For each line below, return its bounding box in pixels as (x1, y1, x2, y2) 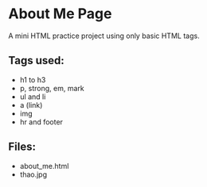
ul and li (19, 92, 46, 101)
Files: (8, 140, 36, 154)
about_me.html (19, 161, 69, 170)
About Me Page (8, 5, 112, 23)
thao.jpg (19, 170, 48, 179)
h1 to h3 (19, 74, 46, 84)
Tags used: (8, 54, 65, 67)
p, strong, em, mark (19, 83, 85, 93)
